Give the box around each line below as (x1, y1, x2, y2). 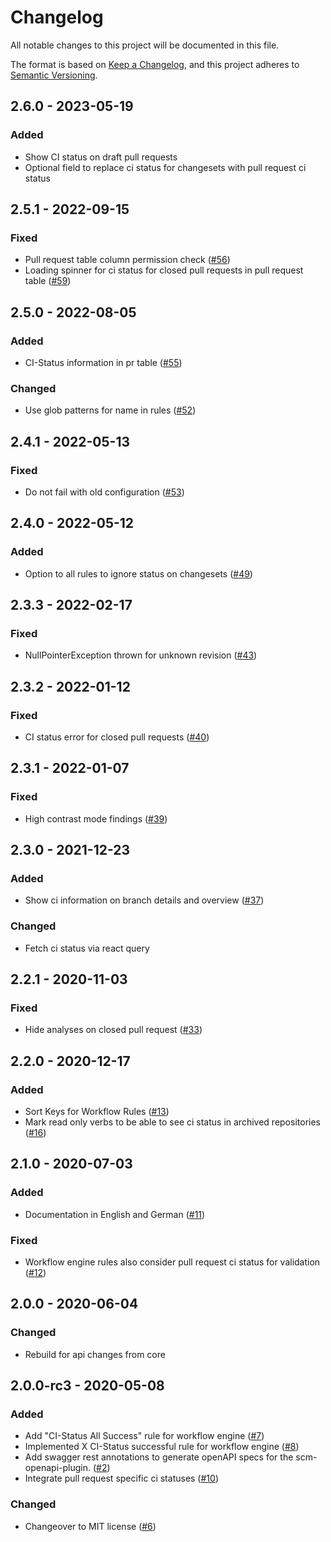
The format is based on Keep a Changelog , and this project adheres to (10, 58, 300, 70)
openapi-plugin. (24, 1462, 91, 1474)
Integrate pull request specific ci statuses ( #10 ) (24, 1472, 219, 1485)
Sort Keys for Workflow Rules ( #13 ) (24, 1106, 170, 1118)
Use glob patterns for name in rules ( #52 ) (24, 404, 197, 416)
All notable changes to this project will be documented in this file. (10, 39, 280, 51)
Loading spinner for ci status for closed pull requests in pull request (24, 264, 304, 276)
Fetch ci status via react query (24, 942, 150, 954)
